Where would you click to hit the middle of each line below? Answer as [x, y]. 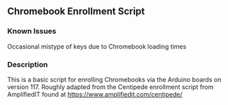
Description [28, 64]
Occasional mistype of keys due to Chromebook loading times [97, 46]
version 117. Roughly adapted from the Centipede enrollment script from [111, 87]
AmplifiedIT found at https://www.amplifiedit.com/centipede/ [95, 94]
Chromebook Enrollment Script [76, 11]
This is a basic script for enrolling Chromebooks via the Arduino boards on [114, 79]
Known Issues [32, 31]
